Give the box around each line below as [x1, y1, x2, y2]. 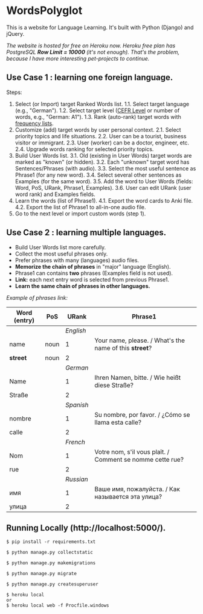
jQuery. [6, 30, 25, 37]
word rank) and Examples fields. [14, 191, 95, 198]
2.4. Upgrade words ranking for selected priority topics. [14, 145, 154, 152]
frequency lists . [14, 120, 54, 127]
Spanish [65, 400, 89, 409]
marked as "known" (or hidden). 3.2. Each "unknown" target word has [14, 158, 190, 166]
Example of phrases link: [6, 294, 68, 301]
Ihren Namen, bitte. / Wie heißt [94, 373, 181, 382]
